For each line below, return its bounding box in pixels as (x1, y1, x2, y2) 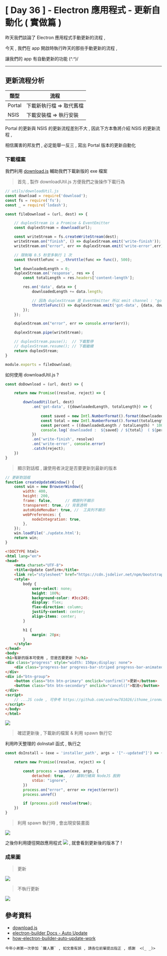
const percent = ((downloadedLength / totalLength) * (40, 423, 155, 428)
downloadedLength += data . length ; (31, 289, 103, 295)
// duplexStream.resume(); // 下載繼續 (14, 344, 93, 349)
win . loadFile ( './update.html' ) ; (14, 531, 81, 536)
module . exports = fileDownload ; (5, 362, 72, 367)
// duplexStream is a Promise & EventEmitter (14, 221, 110, 226)
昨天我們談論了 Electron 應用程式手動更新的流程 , (5, 34, 106, 40)
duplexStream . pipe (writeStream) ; (14, 330, 83, 335)
